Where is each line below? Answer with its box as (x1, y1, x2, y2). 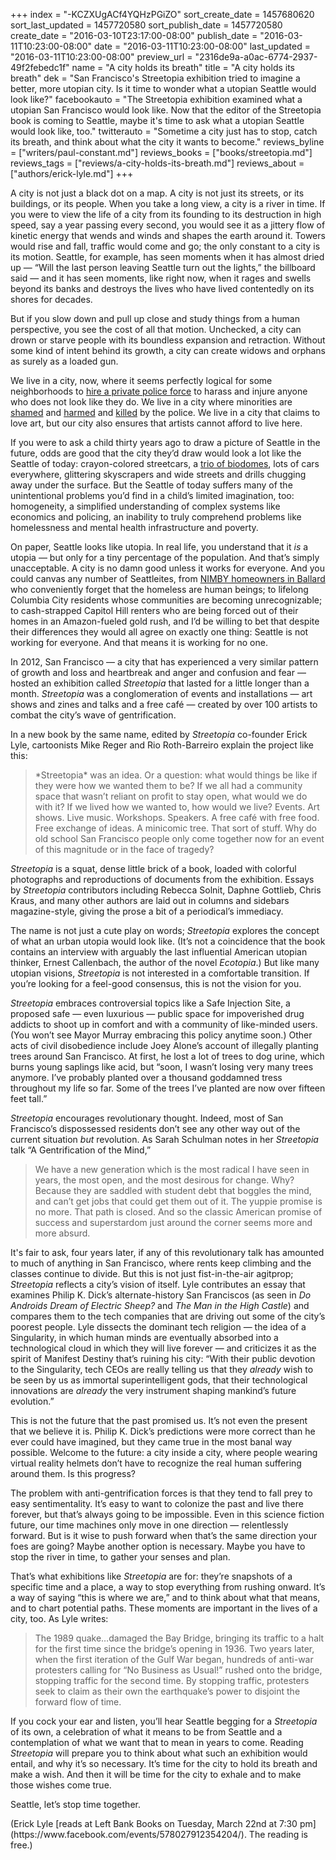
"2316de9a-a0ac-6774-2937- (194, 51, 318, 63)
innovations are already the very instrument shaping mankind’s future (10, 1385, 297, 1396)
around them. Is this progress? (10, 1468, 136, 1479)
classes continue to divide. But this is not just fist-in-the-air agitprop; (10, 1268, 294, 1279)
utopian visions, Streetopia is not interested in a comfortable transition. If (10, 967, 310, 979)
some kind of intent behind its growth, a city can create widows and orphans (10, 345, 327, 356)
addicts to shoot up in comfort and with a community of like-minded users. (10, 1019, 318, 1030)
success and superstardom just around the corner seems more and (34, 1217, 313, 1228)
